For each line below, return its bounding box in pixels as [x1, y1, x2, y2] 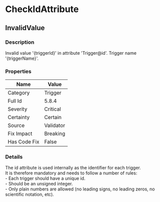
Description [5, 39, 35, 46]
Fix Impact [8, 130, 33, 137]
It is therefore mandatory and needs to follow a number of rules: [5, 170, 137, 176]
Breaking [44, 130, 65, 137]
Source [8, 122, 25, 129]
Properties [5, 68, 32, 75]
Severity [8, 106, 28, 113]
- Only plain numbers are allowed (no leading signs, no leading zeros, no [5, 186, 155, 192]
